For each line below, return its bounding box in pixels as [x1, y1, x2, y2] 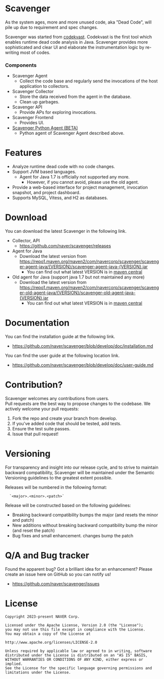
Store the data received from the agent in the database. [19, 94, 132, 100]
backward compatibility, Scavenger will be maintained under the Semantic [5, 469, 155, 476]
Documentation [5, 317, 70, 328]
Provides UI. [19, 120, 45, 126]
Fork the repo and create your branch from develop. [12, 415, 117, 421]
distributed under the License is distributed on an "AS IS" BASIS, [5, 653, 148, 657]
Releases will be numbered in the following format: [5, 484, 107, 490]
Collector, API [12, 238, 40, 244]
